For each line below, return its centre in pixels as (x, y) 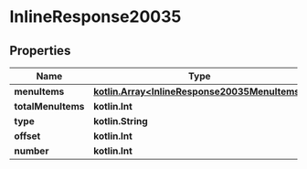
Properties (40, 51)
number (32, 151)
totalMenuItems (49, 106)
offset (27, 136)
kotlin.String (120, 121)
